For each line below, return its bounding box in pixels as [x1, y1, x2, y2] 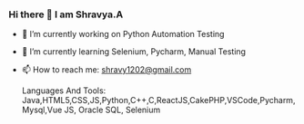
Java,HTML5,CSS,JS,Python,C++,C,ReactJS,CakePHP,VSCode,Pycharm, [21, 95, 296, 106]
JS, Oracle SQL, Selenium [64, 104, 161, 116]
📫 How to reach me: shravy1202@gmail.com [21, 64, 192, 75]
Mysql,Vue [21, 104, 63, 116]
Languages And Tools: [21, 85, 106, 96]
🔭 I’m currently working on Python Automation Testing [21, 29, 225, 40]
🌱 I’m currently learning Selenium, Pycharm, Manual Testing [21, 46, 247, 57]
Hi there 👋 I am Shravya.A [8, 8, 124, 21]
